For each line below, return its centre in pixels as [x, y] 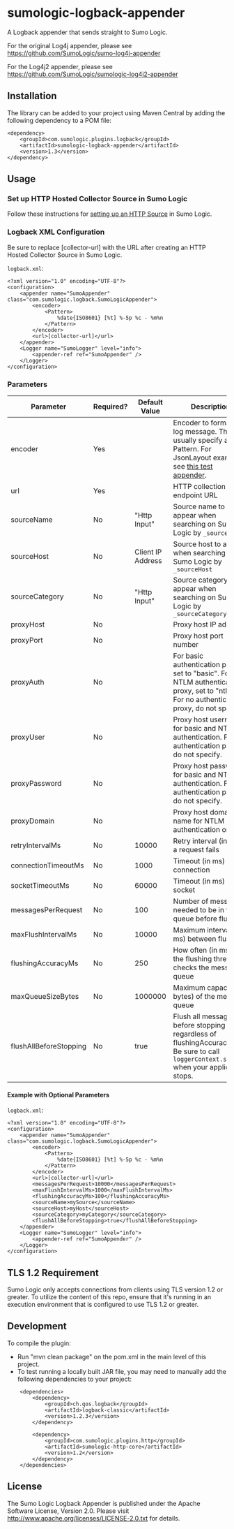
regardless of [195, 1034]
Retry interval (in [200, 841]
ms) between [195, 939]
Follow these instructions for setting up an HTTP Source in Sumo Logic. [110, 214]
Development [37, 1326]
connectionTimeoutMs [47, 865]
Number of [191, 901]
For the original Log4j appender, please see [70, 45]
